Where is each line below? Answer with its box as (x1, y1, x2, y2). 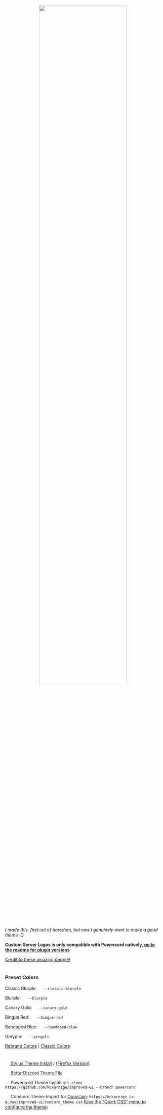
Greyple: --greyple (5, 1033, 49, 1039)
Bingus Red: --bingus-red (5, 1014, 63, 1020)
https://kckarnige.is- (89, 1094, 136, 1099)
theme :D (5, 932, 24, 938)
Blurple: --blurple (5, 995, 48, 1001)
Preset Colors (5, 974, 39, 981)
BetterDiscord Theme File (10, 1070, 63, 1076)
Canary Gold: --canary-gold (5, 1004, 68, 1010)
